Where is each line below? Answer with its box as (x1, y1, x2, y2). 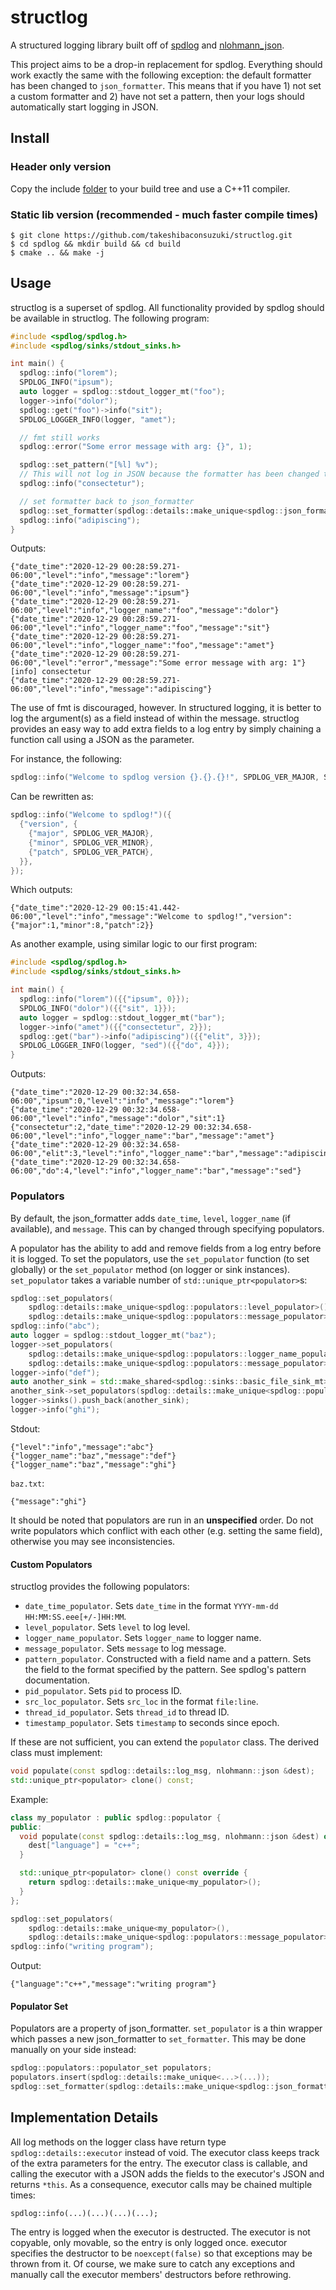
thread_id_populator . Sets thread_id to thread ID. (24, 1706, 230, 1718)
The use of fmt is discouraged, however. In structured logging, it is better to (10, 702, 322, 714)
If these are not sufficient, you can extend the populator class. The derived (10, 1736, 319, 1748)
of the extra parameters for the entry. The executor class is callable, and (10, 2157, 308, 2169)
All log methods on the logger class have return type (10, 2136, 227, 2148)
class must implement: (10, 1747, 103, 1759)
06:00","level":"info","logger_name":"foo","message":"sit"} (10, 623, 271, 633)
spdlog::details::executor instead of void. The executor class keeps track (10, 2146, 320, 2158)
